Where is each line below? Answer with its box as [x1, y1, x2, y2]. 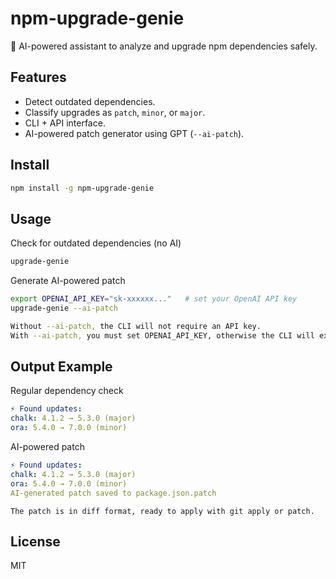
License [10, 533, 61, 550]
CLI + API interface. [24, 117, 106, 129]
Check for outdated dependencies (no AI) [10, 237, 182, 249]
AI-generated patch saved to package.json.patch [10, 488, 217, 498]
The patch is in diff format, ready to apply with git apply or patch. [10, 506, 315, 516]
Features [10, 69, 67, 86]
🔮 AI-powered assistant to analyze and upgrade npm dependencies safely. [10, 40, 318, 52]
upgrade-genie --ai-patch [10, 303, 118, 313]
